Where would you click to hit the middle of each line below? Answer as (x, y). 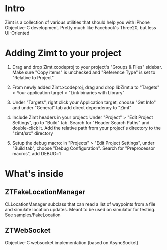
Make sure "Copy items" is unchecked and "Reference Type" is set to (84, 72)
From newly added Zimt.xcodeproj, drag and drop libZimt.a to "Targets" (86, 87)
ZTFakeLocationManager (45, 192)
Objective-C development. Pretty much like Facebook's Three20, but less (81, 27)
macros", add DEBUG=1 (37, 153)
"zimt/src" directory (33, 133)
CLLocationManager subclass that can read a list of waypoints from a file (80, 204)
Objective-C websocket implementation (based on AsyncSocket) (72, 242)
